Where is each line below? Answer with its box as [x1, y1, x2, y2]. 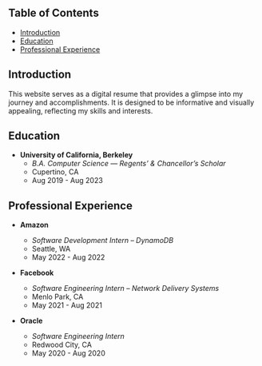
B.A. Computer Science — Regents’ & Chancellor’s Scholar [31, 159, 226, 169]
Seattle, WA [31, 244, 71, 254]
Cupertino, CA [31, 167, 79, 177]
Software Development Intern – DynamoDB [31, 236, 174, 245]
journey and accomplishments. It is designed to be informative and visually [8, 97, 255, 107]
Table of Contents [8, 6, 100, 20]
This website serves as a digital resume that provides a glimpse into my [8, 89, 244, 98]
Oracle [19, 316, 43, 326]
